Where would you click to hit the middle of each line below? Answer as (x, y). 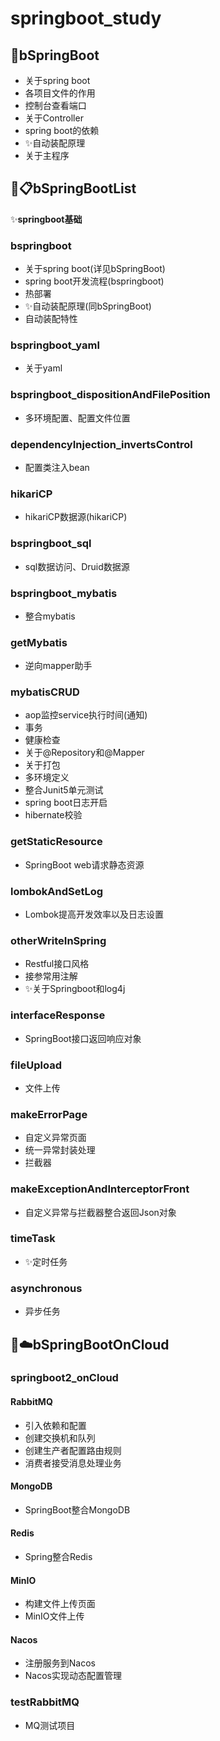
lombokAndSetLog (57, 891)
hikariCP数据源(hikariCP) (76, 517)
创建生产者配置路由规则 (73, 1450)
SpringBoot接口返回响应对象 (83, 1038)
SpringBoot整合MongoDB (77, 1509)
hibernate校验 (53, 815)
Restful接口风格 (57, 964)
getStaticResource (56, 842)
